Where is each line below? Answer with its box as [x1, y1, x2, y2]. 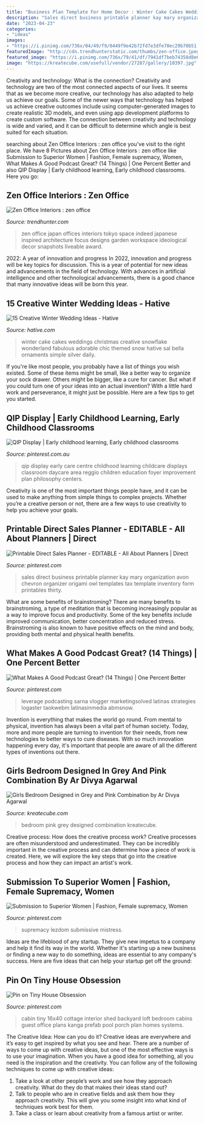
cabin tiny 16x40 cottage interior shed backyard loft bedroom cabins [21, 1015, 193, 1022]
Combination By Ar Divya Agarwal [6, 775, 138, 785]
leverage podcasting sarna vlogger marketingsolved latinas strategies [21, 697, 196, 704]
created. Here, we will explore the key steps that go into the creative [6, 852, 177, 860]
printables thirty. [21, 586, 63, 593]
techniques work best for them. [15, 1104, 94, 1110]
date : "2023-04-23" [6, 20, 56, 26]
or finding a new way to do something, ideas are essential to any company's [6, 951, 197, 958]
